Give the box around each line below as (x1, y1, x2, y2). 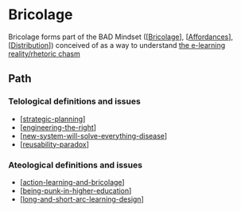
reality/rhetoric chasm (8, 49, 81, 58)
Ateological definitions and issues (8, 159, 143, 171)
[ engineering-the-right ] (19, 122, 97, 132)
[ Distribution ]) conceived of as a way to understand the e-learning (8, 40, 226, 49)
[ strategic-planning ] (19, 114, 86, 124)
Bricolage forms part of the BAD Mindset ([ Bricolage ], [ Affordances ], (8, 32, 233, 41)
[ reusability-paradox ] (19, 139, 90, 149)
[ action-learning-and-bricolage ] (19, 177, 125, 186)
